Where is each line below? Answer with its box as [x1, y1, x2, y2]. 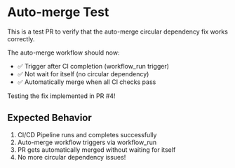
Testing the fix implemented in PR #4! [7, 92, 116, 100]
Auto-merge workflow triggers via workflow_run [17, 138, 157, 146]
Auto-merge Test [7, 4, 109, 20]
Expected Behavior [7, 112, 93, 124]
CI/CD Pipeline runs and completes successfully [17, 130, 157, 139]
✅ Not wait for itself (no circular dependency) [17, 69, 149, 78]
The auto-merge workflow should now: [7, 48, 121, 57]
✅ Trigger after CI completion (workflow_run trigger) [17, 62, 170, 70]
